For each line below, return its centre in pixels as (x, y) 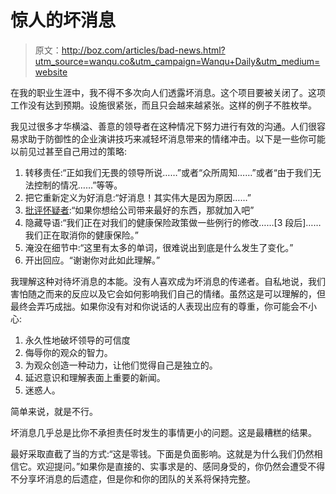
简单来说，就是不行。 (54, 411)
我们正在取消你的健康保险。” (81, 235)
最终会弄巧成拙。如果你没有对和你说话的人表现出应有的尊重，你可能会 (155, 306)
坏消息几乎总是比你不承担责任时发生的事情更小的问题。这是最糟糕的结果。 (163, 432)
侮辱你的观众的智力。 (68, 352)
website (51, 72)
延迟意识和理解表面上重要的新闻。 (95, 377)
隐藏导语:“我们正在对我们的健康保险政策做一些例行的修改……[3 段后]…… (173, 222)
